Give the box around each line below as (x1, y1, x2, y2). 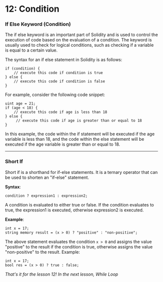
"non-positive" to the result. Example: (5, 249, 80, 255)
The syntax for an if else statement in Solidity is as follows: (5, 57, 123, 63)
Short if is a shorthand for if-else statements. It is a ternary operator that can (5, 169, 158, 175)
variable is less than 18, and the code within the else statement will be (5, 136, 145, 142)
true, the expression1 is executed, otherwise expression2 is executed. (5, 207, 144, 213)
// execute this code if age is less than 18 (14, 110, 108, 115)
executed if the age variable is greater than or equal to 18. (5, 141, 120, 147)
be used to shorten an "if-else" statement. (5, 174, 89, 180)
